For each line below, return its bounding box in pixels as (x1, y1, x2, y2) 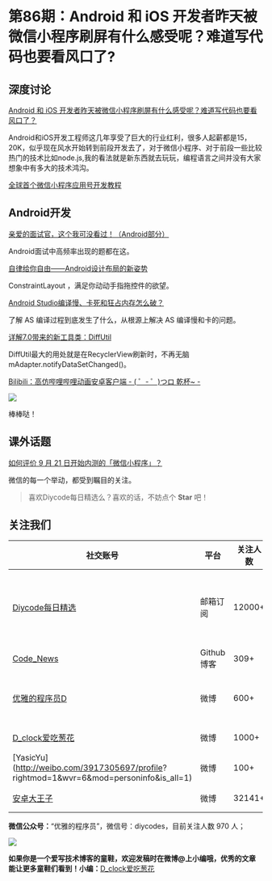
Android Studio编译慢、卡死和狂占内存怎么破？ (8, 297, 165, 307)
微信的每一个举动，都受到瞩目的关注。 (8, 474, 136, 485)
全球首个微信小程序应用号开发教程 (8, 180, 122, 190)
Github (200, 647, 226, 659)
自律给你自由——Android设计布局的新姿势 (8, 263, 148, 273)
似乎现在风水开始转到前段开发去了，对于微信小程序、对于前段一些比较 (28, 143, 262, 152)
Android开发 (8, 206, 71, 220)
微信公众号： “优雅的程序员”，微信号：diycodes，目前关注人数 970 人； (8, 821, 246, 831)
